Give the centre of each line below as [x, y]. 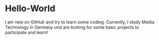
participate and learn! [27, 32]
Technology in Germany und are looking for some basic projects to [72, 27]
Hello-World [30, 9]
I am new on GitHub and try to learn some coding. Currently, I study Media [80, 22]
